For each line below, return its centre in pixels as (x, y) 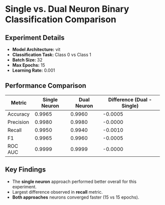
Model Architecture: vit (36, 49)
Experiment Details (35, 38)
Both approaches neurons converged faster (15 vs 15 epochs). (76, 197)
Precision (18, 122)
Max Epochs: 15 (28, 65)
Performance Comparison (46, 86)
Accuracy (19, 114)
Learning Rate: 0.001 (34, 70)
